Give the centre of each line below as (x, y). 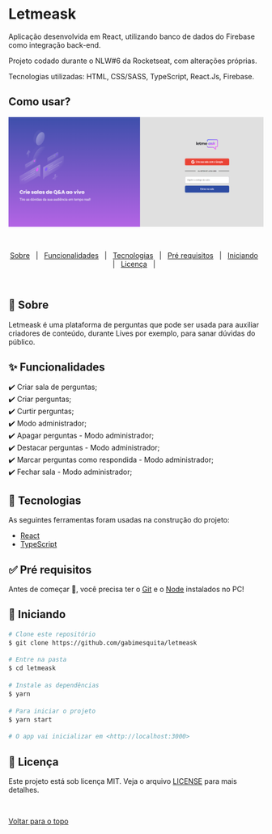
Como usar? (40, 102)
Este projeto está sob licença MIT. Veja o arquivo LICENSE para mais (123, 781)
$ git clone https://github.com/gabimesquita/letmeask (103, 643)
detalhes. (24, 790)
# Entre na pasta (38, 660)
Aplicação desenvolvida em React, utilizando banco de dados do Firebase (132, 36)
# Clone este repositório (52, 634)
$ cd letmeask (32, 668)
